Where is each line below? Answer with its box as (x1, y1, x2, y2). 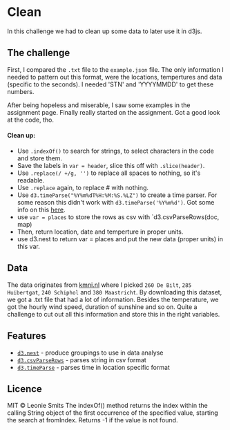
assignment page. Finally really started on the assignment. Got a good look (7, 108, 220, 116)
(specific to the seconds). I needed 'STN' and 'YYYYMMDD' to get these (7, 80, 214, 88)
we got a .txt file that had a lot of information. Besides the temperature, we (7, 295, 219, 303)
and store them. (17, 153, 63, 162)
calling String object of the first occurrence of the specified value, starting (7, 409, 219, 417)
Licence (7, 383, 43, 395)
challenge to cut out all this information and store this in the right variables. (7, 310, 220, 318)
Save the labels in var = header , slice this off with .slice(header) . (17, 161, 205, 169)
